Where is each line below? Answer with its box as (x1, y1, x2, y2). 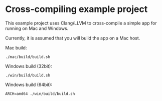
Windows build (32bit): (5, 63, 53, 69)
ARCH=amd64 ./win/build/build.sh (5, 91, 75, 96)
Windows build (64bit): (5, 81, 53, 87)
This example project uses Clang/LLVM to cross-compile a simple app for (5, 20, 157, 26)
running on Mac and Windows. (5, 25, 69, 31)
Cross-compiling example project (5, 3, 148, 15)
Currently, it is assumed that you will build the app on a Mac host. (5, 35, 140, 41)
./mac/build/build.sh (5, 54, 51, 59)
